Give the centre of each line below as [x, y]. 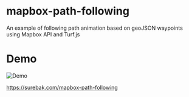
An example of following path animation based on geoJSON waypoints [95, 28]
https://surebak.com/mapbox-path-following [62, 87]
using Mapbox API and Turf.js [43, 34]
